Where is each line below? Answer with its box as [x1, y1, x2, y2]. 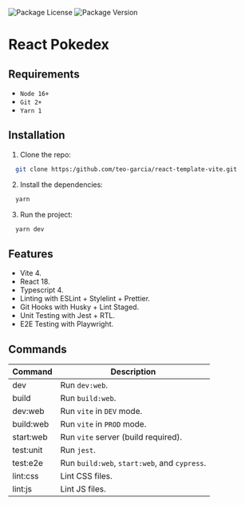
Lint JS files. [60, 483, 106, 495]
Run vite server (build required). [60, 431, 183, 443]
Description [110, 366, 156, 377]
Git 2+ [19, 98, 42, 106]
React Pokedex [8, 36, 110, 54]
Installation [8, 129, 65, 142]
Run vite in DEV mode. [60, 406, 143, 417]
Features [8, 247, 53, 260]
